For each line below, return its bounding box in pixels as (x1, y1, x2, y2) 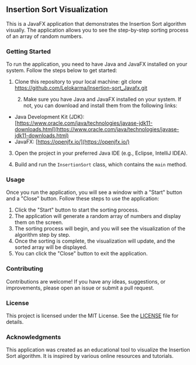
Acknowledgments (6, 333, 61, 341)
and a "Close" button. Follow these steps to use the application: (6, 195, 160, 202)
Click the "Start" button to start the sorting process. (14, 206, 139, 213)
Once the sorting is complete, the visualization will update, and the (14, 237, 176, 245)
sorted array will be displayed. (14, 244, 88, 251)
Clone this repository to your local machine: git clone (14, 79, 142, 86)
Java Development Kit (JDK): (14, 114, 85, 121)
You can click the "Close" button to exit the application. (14, 250, 148, 257)
